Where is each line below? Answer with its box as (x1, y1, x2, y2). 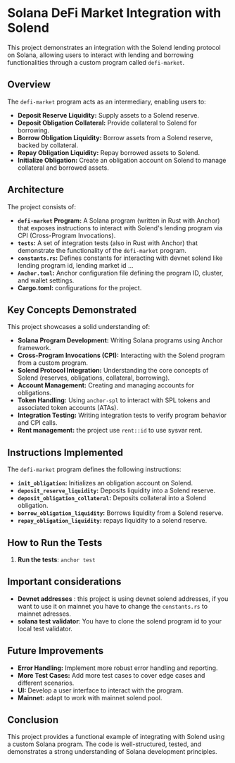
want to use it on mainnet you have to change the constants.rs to (17, 602, 208, 610)
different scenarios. (17, 678, 75, 687)
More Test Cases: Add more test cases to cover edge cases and (17, 671, 205, 679)
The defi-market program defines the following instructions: (7, 465, 182, 473)
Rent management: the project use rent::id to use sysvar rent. (17, 426, 203, 435)
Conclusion (7, 714, 59, 726)
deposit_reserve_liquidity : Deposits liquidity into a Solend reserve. (17, 486, 216, 495)
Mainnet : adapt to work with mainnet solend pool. (17, 693, 163, 702)
